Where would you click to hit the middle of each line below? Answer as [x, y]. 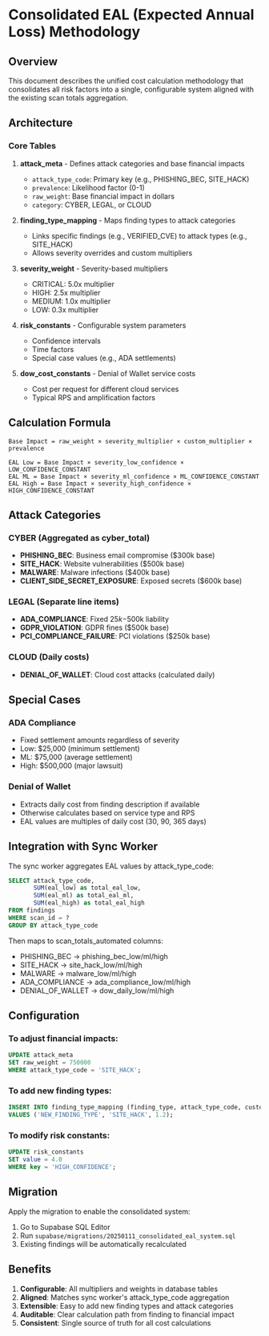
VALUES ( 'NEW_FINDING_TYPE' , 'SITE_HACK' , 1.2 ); [91, 1115]
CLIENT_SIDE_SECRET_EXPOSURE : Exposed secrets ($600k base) [131, 581]
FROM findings [32, 911]
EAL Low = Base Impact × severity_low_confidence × [96, 462]
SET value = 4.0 [35, 1160]
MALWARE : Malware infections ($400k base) [95, 573]
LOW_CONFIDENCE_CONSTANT [50, 469]
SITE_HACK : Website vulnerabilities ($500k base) [102, 564]
